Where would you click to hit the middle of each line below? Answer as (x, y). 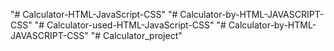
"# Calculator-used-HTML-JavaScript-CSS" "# (130, 25)
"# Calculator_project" (136, 35)
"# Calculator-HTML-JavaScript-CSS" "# (94, 14)
